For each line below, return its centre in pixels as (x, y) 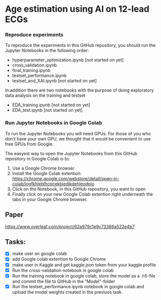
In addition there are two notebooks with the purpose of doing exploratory (80, 90)
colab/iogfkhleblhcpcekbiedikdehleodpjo (53, 184)
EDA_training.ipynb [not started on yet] (51, 105)
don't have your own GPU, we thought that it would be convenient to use (78, 138)
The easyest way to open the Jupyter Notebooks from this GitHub (71, 153)
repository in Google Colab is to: (37, 159)
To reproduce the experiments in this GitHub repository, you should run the (80, 46)
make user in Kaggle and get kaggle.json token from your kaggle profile (84, 265)
